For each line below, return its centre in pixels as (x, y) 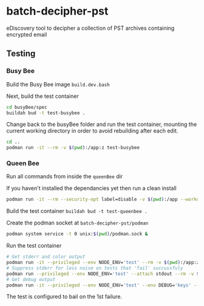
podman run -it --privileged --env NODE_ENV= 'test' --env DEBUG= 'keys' (99, 285)
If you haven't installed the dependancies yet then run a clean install (92, 188)
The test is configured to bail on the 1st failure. (64, 297)
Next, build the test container (42, 96)
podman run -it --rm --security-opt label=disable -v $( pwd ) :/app (92, 200)
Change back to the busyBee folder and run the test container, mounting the (102, 124)
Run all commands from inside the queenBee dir (65, 176)
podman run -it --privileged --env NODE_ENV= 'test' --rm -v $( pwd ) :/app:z (103, 263)
